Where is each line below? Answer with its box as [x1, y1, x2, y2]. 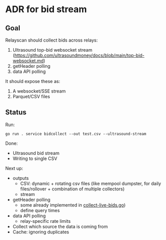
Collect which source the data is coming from [12, 223, 108, 229]
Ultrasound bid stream [12, 150, 60, 156]
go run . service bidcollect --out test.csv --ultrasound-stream [5, 131, 146, 136]
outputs [12, 175, 29, 181]
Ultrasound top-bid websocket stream [12, 47, 92, 53]
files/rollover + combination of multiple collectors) [20, 186, 125, 192]
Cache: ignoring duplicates [12, 229, 70, 235]
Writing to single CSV [12, 155, 57, 162]
